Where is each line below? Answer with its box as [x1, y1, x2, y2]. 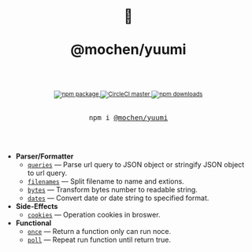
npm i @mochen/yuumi [88, 113, 169, 122]
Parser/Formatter [15, 152, 74, 161]
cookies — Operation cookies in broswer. [27, 210, 161, 219]
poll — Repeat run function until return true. [27, 235, 172, 244]
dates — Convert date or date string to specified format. [27, 193, 209, 203]
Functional [15, 218, 52, 228]
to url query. [27, 168, 68, 177]
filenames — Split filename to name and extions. [27, 176, 185, 186]
